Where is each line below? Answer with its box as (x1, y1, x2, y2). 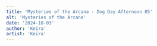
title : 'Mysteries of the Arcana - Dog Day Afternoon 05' (6, 8, 153, 15)
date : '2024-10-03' (6, 20, 55, 26)
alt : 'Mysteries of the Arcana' (6, 14, 86, 20)
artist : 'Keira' (6, 31, 46, 37)
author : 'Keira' (6, 25, 46, 32)
